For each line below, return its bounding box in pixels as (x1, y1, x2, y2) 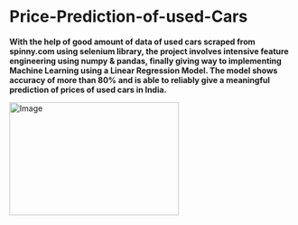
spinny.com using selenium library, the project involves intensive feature (9, 45, 289, 56)
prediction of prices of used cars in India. (9, 84, 167, 95)
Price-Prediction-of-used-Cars (9, 6, 248, 27)
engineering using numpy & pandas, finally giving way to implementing (9, 55, 282, 66)
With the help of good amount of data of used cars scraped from (9, 36, 256, 47)
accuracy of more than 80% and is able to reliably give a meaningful (9, 74, 271, 85)
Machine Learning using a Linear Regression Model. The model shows (9, 65, 278, 76)
